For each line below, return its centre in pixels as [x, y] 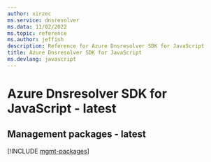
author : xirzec [29, 14]
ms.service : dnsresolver [43, 20]
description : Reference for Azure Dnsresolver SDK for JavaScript [106, 46]
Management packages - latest [77, 134]
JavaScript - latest [62, 108]
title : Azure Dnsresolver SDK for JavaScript [74, 53]
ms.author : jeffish [36, 40]
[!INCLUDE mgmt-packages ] [48, 151]
